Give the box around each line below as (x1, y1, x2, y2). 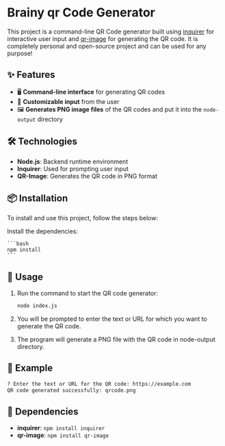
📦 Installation (7, 192, 68, 204)
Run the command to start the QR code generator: (16, 289, 159, 298)
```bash (7, 241, 29, 248)
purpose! (7, 49, 33, 57)
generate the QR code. (16, 322, 81, 330)
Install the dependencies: (7, 227, 79, 235)
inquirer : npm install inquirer (16, 424, 105, 432)
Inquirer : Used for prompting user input (16, 164, 129, 172)
